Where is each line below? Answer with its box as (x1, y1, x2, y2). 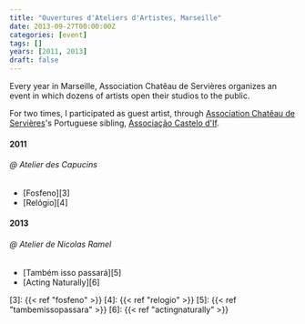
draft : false (9, 56, 59, 65)
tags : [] (9, 38, 43, 48)
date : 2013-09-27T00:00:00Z (9, 22, 117, 31)
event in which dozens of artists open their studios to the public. (9, 90, 250, 101)
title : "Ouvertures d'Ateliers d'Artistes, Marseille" (9, 13, 222, 23)
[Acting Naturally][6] (22, 277, 100, 288)
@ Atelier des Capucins (9, 159, 98, 170)
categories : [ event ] (9, 30, 88, 39)
